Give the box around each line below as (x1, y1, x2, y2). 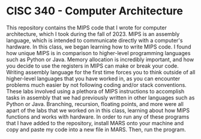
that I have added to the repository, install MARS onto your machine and (6, 119, 184, 126)
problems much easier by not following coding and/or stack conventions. (6, 81, 187, 88)
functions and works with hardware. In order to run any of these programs (6, 113, 190, 120)
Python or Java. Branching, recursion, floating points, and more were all (6, 100, 184, 107)
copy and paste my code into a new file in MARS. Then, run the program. (6, 126, 186, 133)
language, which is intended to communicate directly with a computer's (6, 37, 183, 44)
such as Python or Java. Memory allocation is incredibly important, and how (6, 56, 194, 63)
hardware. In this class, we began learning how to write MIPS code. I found (6, 43, 191, 50)
